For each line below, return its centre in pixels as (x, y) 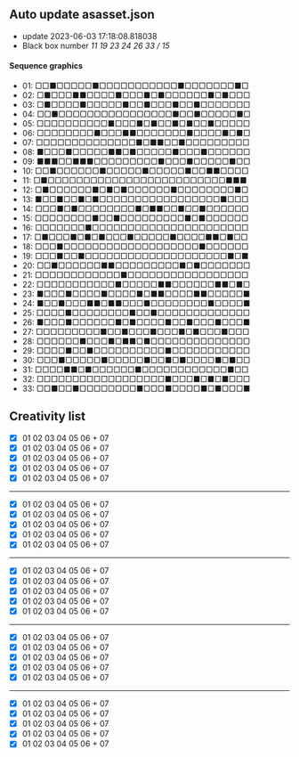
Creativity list (48, 416)
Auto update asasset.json (82, 15)
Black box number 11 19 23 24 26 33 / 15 (96, 45)
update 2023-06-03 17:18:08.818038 (89, 36)
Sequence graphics (46, 66)
